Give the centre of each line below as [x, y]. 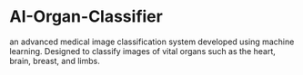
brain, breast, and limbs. [55, 61]
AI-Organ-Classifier [86, 17]
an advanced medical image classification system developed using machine [152, 42]
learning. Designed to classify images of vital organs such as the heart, [142, 51]
